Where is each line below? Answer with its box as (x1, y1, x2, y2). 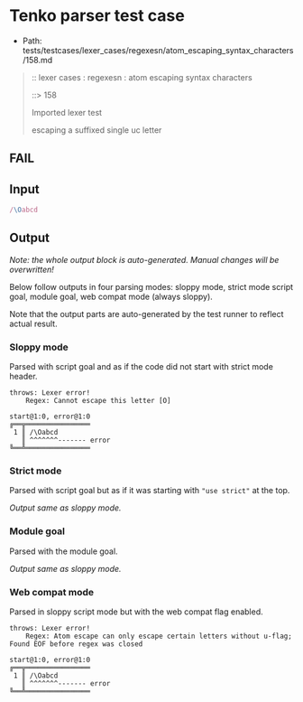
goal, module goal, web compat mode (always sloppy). (9, 291, 214, 302)
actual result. (9, 318, 58, 329)
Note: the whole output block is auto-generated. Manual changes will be (9, 254, 280, 265)
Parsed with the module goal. (9, 546, 119, 557)
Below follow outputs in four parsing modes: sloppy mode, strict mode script (9, 281, 294, 292)
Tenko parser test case (9, 5, 185, 26)
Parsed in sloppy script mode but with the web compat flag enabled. (9, 606, 263, 617)
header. (9, 371, 38, 382)
